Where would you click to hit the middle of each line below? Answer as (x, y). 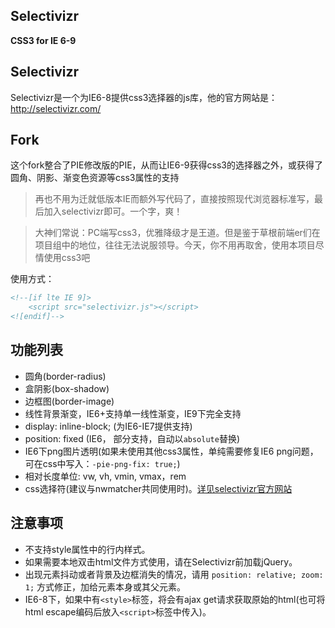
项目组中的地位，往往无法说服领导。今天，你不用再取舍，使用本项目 (175, 245)
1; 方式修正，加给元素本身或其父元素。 (105, 586)
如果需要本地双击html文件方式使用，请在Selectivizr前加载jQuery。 (161, 561)
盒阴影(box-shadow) (67, 388)
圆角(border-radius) (65, 376)
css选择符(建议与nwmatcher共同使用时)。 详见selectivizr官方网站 (158, 488)
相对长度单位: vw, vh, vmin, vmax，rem (105, 476)
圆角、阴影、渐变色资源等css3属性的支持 (95, 178)
